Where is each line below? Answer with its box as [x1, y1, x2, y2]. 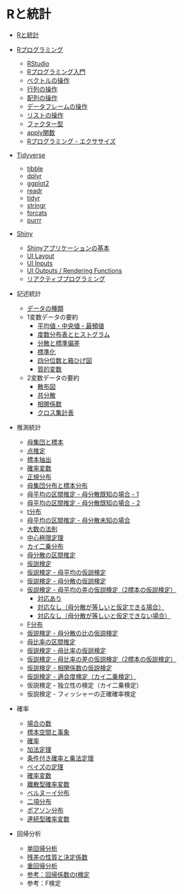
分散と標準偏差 [37, 338, 80, 347]
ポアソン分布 [26, 806, 64, 814]
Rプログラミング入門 [26, 67, 86, 76]
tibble [26, 164, 44, 172]
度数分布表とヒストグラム [37, 330, 110, 338]
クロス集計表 [37, 408, 74, 417]
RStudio [26, 59, 50, 67]
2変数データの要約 [26, 373, 80, 382]
